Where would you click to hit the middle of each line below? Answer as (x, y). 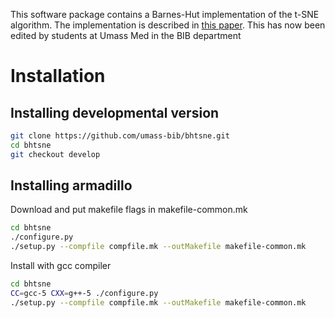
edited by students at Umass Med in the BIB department (126, 35)
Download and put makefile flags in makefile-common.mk (129, 210)
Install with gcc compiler (61, 266)
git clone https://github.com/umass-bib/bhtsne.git (120, 136)
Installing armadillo (71, 185)
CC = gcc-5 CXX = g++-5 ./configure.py (84, 293)
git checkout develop (55, 154)
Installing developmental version (115, 112)
